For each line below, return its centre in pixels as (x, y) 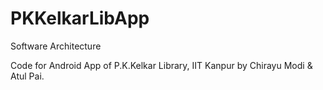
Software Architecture (56, 46)
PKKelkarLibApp (80, 18)
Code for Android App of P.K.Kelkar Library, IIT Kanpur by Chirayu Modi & (161, 65)
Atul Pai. (27, 76)
